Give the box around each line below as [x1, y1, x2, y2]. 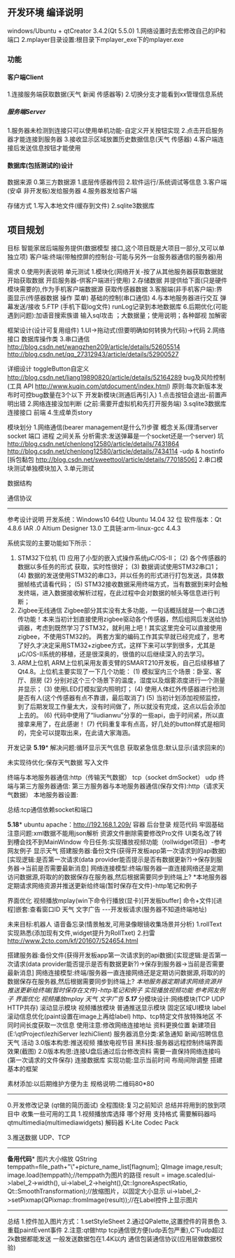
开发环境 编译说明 [7, 6, 83, 19]
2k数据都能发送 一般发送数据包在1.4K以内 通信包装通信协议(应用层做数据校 [7, 1234, 222, 1243]
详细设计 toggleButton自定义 [7, 364, 90, 373]
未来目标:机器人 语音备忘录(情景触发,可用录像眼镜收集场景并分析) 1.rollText [7, 920, 222, 928]
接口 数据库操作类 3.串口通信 [7, 334, 90, 343]
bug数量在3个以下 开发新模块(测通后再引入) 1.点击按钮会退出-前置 [31, 390, 222, 399]
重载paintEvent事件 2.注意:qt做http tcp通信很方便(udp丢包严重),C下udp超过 [7, 1226, 225, 1234]
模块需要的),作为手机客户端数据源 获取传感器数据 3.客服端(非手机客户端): [7, 285, 217, 293]
